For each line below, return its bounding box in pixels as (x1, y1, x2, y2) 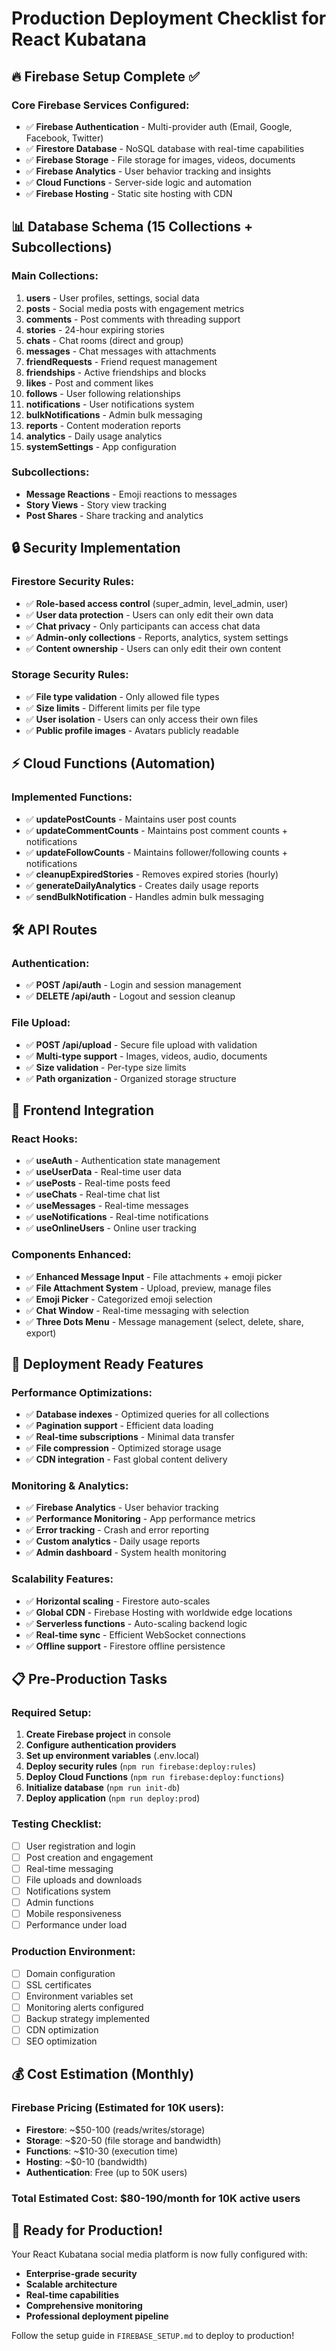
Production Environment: (11, 1945, 136, 1959)
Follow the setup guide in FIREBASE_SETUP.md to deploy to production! (11, 2330, 295, 2342)
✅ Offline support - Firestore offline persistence (25, 1640, 226, 1652)
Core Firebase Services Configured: (11, 98, 190, 112)
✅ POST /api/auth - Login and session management (25, 979, 242, 991)
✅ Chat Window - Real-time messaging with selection (25, 1304, 250, 1316)
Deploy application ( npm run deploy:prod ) (25, 1792, 201, 1804)
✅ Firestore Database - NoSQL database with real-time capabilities (25, 142, 305, 154)
